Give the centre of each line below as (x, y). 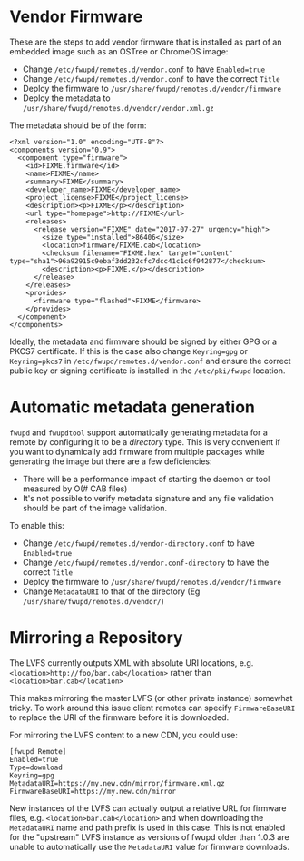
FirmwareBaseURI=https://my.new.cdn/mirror (93, 791)
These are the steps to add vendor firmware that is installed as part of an (146, 42)
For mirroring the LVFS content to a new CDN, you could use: (123, 735)
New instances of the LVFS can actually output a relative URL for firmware (148, 808)
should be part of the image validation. (95, 508)
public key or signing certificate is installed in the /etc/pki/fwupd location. (147, 371)
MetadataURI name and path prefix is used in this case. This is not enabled (147, 827)
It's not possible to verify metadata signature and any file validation (148, 498)
